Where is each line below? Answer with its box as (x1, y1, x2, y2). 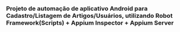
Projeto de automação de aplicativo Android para (6, 5, 148, 13)
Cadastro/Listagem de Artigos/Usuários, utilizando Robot (6, 11, 173, 19)
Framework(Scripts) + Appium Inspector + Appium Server (6, 19, 174, 27)
